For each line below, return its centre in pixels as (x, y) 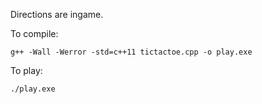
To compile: (34, 33)
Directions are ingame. (57, 14)
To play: (26, 70)
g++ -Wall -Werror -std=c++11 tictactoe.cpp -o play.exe (131, 52)
